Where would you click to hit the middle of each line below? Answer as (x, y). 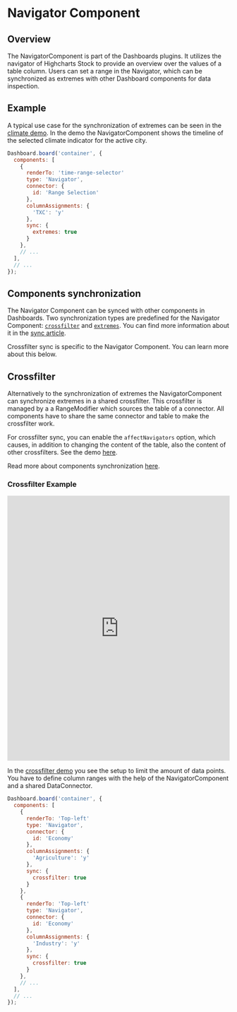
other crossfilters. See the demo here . (62, 452)
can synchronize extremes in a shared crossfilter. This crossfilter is (105, 401)
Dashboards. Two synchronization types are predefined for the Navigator (114, 318)
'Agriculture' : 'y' (61, 858)
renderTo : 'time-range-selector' (75, 173)
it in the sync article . (37, 333)
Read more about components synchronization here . (84, 466)
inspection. (24, 86)
